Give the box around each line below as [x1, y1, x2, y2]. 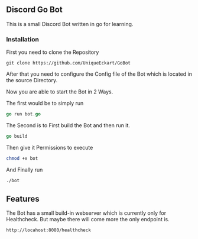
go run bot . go [6, 111, 41, 117]
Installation [6, 35, 40, 43]
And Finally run [6, 166, 43, 173]
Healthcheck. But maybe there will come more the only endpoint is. [6, 216, 170, 223]
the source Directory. [6, 77, 58, 84]
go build [6, 133, 28, 139]
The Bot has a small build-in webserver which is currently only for [6, 209, 167, 217]
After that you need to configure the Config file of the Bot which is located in [6, 70, 192, 77]
